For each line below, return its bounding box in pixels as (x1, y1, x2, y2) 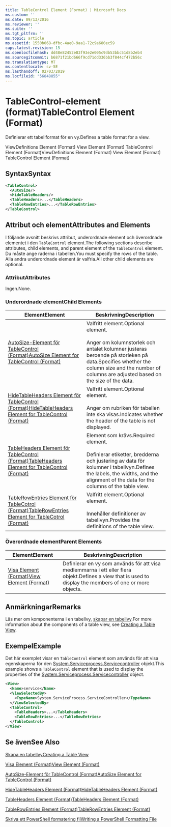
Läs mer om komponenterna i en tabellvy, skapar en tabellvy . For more (5, 616, 152, 622)
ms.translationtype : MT (5, 60, 56, 65)
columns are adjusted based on (86, 371, 162, 378)
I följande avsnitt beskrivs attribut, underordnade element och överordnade (5, 234, 163, 240)
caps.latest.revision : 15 (5, 45, 60, 50)
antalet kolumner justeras (86, 346, 147, 353)
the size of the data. (86, 377, 134, 384)
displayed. (86, 423, 111, 431)
